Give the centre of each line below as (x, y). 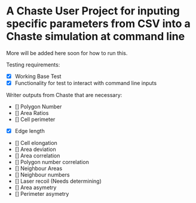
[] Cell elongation (36, 143)
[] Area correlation (37, 156)
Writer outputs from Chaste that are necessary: (64, 95)
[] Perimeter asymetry (42, 194)
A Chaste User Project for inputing (93, 11)
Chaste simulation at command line (96, 37)
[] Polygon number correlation (52, 162)
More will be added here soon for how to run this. (67, 53)
